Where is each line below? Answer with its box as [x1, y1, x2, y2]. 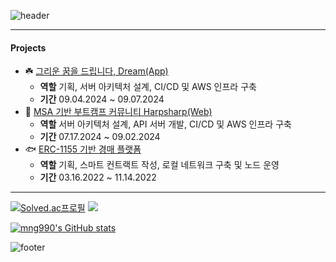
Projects [10, 41, 47, 54]
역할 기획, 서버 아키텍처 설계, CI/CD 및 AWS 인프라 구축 [39, 81, 257, 93]
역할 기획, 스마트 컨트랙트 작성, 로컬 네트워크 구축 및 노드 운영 [39, 159, 280, 171]
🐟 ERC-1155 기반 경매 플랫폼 [24, 143, 142, 155]
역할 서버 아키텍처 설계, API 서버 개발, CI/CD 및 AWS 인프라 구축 [39, 118, 292, 130]
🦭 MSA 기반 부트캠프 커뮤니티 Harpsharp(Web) [24, 106, 213, 118]
